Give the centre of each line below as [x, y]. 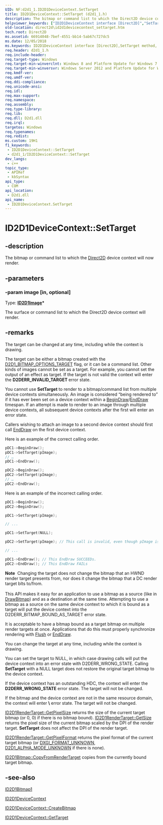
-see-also [20, 778]
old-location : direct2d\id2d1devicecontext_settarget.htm [65, 28]
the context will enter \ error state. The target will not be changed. [71, 703]
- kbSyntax [18, 177]
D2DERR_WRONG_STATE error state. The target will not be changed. [74, 688]
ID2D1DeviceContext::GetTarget [37, 818]
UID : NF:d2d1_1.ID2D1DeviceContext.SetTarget [52, 9]
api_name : [15, 200]
